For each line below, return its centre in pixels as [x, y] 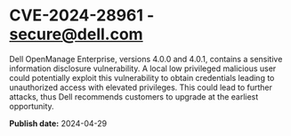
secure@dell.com [77, 34]
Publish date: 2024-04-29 [58, 123]
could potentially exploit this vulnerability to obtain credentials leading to [142, 77]
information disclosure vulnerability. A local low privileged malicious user [143, 68]
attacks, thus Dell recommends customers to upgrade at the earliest [134, 96]
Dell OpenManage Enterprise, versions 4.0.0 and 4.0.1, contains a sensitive [146, 59]
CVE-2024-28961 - [82, 16]
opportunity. [32, 106]
